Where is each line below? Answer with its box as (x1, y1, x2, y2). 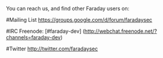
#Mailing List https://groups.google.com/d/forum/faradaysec (6, 16, 152, 23)
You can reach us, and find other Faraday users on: (6, 5, 130, 12)
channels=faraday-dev (6, 34, 61, 40)
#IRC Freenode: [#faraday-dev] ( (6, 28, 85, 35)
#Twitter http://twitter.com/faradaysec (6, 45, 98, 52)
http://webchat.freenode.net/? (84, 28, 157, 35)
